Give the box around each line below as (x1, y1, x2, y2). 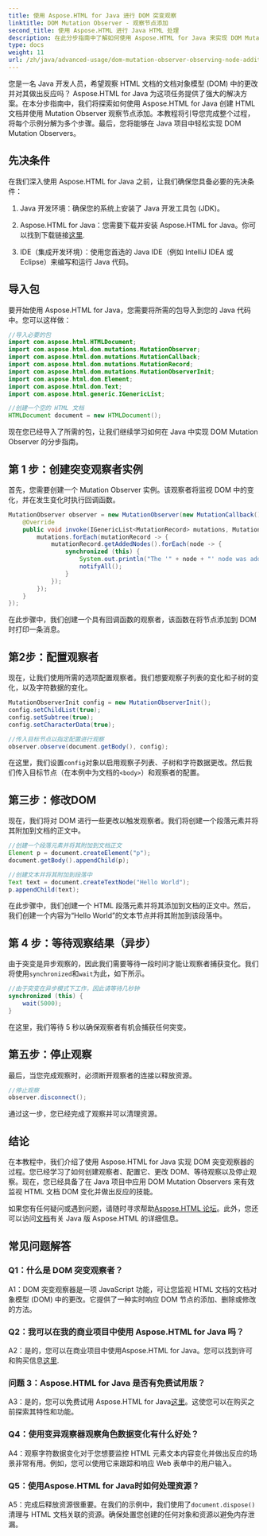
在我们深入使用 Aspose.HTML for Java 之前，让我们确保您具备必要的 (8, 176, 234, 186)
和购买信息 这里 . (8, 1356, 60, 1365)
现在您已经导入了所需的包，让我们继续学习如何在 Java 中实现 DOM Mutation (8, 427, 258, 437)
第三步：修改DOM (8, 793, 97, 807)
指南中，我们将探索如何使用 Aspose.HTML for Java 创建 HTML (49, 99, 256, 108)
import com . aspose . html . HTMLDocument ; (8, 339, 137, 346)
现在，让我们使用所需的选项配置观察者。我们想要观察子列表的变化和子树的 (8, 673, 252, 683)
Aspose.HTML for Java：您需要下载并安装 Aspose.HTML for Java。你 (19, 220, 250, 230)
